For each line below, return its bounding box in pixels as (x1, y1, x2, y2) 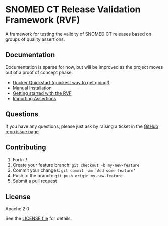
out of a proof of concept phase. (5, 69, 73, 76)
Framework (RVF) (5, 14, 80, 26)
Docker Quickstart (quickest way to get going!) (12, 79, 110, 85)
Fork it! (12, 157, 28, 163)
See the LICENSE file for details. (5, 215, 72, 222)
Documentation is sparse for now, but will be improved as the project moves (5, 64, 163, 70)
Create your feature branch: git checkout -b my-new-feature (12, 162, 140, 168)
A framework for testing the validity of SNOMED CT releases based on (5, 31, 151, 37)
